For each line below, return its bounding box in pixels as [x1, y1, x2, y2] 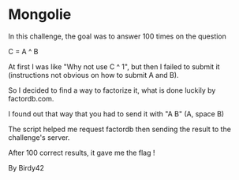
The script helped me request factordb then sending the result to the [8, 124, 231, 134]
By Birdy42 [8, 163, 45, 172]
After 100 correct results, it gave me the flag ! [8, 148, 155, 157]
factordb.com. [8, 94, 54, 103]
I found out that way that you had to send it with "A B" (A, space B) [8, 108, 225, 119]
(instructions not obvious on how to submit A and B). [8, 70, 179, 79]
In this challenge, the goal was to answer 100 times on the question [8, 31, 227, 41]
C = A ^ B [8, 46, 39, 56]
